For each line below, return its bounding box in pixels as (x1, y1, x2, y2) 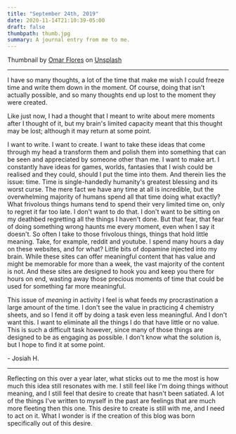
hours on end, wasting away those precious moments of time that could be (7, 275, 224, 283)
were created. (7, 98, 48, 107)
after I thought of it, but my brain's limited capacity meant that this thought (7, 119, 223, 128)
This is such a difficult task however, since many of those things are (7, 326, 204, 334)
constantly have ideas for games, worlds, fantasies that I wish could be (7, 163, 213, 171)
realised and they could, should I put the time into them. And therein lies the (7, 170, 226, 179)
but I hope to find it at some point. (7, 341, 105, 349)
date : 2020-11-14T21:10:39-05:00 (7, 17, 105, 24)
